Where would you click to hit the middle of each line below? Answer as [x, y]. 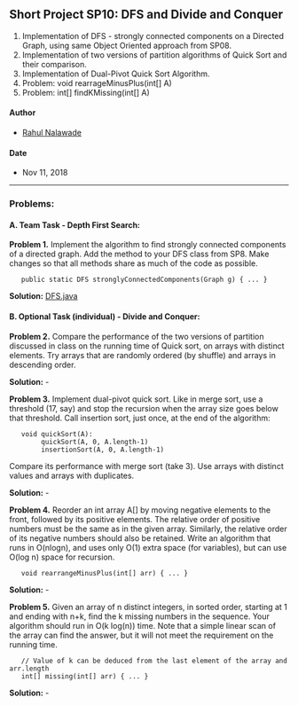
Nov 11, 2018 [45, 173]
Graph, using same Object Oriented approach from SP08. [127, 45]
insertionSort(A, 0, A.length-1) [103, 450]
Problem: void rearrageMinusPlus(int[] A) [97, 82]
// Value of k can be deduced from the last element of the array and [154, 661]
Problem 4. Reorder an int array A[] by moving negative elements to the [140, 510]
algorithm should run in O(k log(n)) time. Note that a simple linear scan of [143, 625]
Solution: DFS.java [43, 296]
